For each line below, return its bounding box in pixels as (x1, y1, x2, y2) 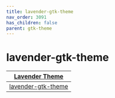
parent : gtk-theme (6, 25, 52, 31)
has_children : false (6, 20, 58, 26)
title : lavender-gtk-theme (6, 8, 74, 15)
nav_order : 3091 (6, 14, 47, 20)
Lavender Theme (14, 72, 64, 81)
